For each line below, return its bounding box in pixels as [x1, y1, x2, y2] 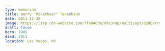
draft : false [5, 25, 32, 30]
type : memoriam [5, 7, 36, 12]
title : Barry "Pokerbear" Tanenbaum [5, 12, 80, 17]
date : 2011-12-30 [5, 16, 41, 21]
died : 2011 [5, 34, 27, 39]
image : [5, 20, 19, 26]
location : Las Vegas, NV [5, 39, 56, 44]
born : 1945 [5, 30, 27, 34]
